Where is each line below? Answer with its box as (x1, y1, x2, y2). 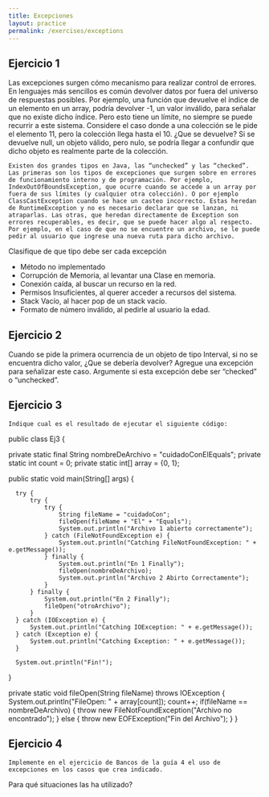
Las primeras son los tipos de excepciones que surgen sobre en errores (8, 169, 257, 177)
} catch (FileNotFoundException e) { (43, 531, 171, 539)
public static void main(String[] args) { (8, 473, 134, 483)
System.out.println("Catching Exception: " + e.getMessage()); (29, 637, 247, 645)
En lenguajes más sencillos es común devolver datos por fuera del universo (8, 86, 259, 97)
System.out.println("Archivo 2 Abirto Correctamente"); (59, 573, 250, 582)
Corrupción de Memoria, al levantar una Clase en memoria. (19, 270, 216, 280)
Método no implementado (19, 262, 106, 272)
